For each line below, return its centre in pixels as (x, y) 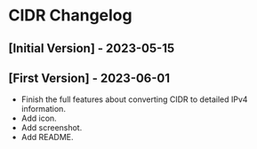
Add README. (47, 137)
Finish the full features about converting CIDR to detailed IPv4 (134, 99)
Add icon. (39, 118)
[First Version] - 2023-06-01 (89, 78)
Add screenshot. (52, 128)
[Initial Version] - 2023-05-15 (92, 48)
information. (43, 109)
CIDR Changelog (70, 16)
